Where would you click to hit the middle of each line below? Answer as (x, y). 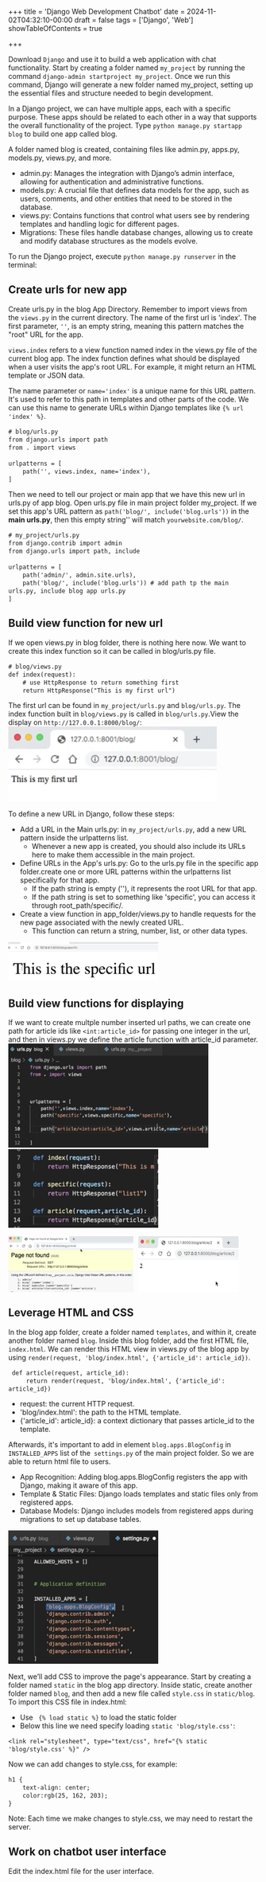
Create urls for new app (67, 290)
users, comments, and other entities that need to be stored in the (126, 199)
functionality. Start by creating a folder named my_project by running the (127, 68)
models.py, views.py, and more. (60, 158)
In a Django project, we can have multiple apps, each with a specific (120, 108)
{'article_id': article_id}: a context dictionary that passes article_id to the (137, 1420)
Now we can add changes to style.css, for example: (93, 1764)
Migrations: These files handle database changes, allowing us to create (136, 233)
